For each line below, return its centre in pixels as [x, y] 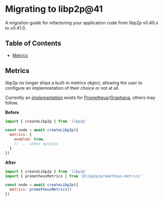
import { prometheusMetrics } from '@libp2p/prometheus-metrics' [74, 176]
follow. [12, 102]
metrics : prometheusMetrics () [41, 190]
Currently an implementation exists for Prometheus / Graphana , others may [80, 98]
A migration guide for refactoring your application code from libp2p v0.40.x [82, 23]
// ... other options [36, 144]
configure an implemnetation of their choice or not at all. [62, 88]
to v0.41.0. [16, 28]
